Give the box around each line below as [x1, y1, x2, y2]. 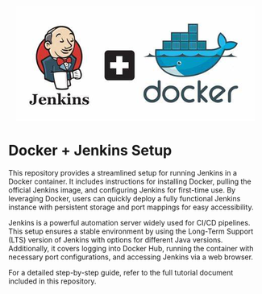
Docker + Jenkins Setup [8, 142, 173, 159]
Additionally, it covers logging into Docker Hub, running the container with [8, 243, 254, 253]
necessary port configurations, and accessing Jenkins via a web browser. [8, 252, 254, 262]
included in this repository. [8, 276, 97, 286]
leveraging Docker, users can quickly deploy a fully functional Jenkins [8, 193, 241, 203]
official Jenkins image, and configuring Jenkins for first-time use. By [8, 184, 236, 195]
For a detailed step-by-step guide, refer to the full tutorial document [8, 267, 234, 277]
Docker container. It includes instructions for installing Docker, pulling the [8, 176, 252, 186]
